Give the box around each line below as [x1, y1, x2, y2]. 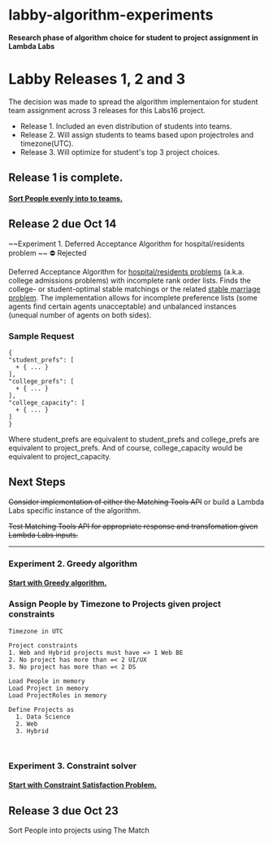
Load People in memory [8, 677, 85, 685]
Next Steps [8, 475, 66, 490]
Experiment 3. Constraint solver [8, 760, 137, 771]
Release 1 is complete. [8, 171, 123, 185]
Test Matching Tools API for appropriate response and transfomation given [8, 521, 258, 531]
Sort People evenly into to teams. [8, 193, 123, 203]
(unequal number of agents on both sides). [8, 310, 152, 319]
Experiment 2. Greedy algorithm [8, 558, 138, 569]
